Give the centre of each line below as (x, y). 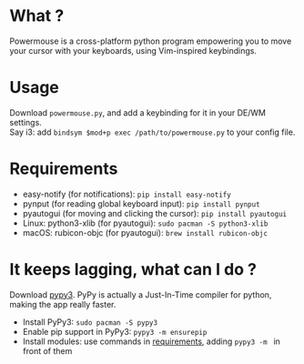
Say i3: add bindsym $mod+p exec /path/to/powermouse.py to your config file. (152, 132)
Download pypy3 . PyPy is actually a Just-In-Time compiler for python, (141, 294)
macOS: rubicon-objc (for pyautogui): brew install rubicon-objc (145, 232)
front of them (47, 350)
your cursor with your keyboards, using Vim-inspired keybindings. (133, 50)
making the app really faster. (63, 304)
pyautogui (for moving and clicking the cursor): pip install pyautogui (155, 213)
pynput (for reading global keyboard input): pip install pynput (142, 203)
